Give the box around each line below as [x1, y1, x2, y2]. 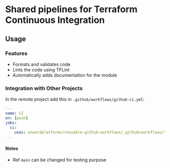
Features [5, 50, 28, 57]
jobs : [5, 120, 17, 125]
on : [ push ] [5, 115, 28, 120]
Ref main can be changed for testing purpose [12, 156, 107, 163]
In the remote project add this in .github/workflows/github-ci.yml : [5, 96, 145, 103]
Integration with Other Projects [5, 85, 83, 92]
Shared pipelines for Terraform [5, 4, 138, 15]
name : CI [5, 111, 24, 116]
